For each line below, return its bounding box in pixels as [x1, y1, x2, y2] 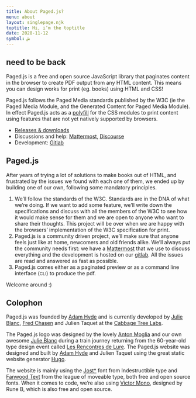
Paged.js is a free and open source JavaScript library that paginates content [6, 72, 190, 79]
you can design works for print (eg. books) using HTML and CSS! [6, 85, 164, 92]
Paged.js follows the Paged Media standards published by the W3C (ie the [6, 96, 185, 103]
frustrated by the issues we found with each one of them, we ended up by [6, 178, 184, 185]
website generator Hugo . [6, 356, 66, 363]
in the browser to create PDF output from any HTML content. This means [6, 79, 182, 86]
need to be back [6, 57, 66, 67]
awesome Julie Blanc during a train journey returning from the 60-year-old [6, 337, 186, 344]
